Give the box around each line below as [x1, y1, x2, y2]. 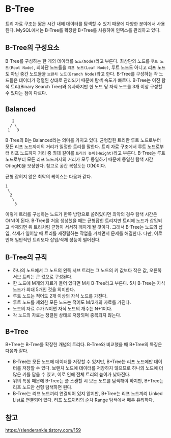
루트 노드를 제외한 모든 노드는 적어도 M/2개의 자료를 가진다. [12, 299, 131, 305]
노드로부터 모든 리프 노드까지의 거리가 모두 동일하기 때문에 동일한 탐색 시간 [5, 156, 154, 162]
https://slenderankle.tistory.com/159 [5, 427, 81, 433]
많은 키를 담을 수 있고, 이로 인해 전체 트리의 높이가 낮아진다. [12, 371, 131, 378]
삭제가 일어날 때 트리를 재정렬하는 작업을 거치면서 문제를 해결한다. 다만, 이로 [12, 230, 163, 236]
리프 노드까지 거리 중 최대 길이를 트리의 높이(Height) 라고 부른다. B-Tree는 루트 [10, 150, 165, 156]
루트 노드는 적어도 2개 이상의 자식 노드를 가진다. [12, 293, 108, 299]
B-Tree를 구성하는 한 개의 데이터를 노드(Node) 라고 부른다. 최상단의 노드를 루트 [5, 58, 158, 64]
